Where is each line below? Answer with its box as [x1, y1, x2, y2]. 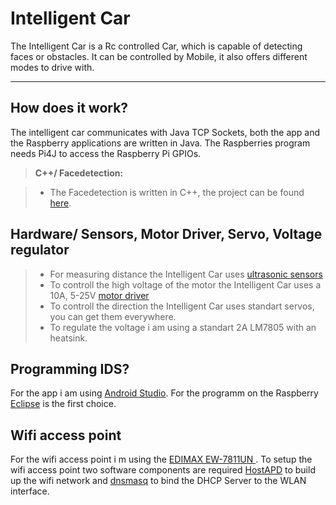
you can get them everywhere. [49, 310, 177, 322]
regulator [10, 242, 70, 259]
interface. [10, 485, 50, 497]
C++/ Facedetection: [34, 167, 124, 179]
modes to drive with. [10, 61, 95, 73]
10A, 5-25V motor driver [49, 289, 150, 301]
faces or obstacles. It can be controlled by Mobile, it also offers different [10, 50, 308, 62]
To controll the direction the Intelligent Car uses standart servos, [49, 300, 315, 312]
